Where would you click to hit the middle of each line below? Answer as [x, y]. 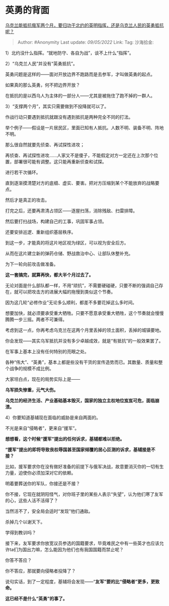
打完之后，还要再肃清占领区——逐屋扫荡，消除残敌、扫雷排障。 [71, 210]
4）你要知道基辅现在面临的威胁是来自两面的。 [53, 417]
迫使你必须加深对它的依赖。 [47, 473]
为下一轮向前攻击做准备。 [32, 264]
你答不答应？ [18, 560]
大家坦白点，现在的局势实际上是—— [43, 379]
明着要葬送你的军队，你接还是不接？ [43, 483]
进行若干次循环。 [23, 172]
